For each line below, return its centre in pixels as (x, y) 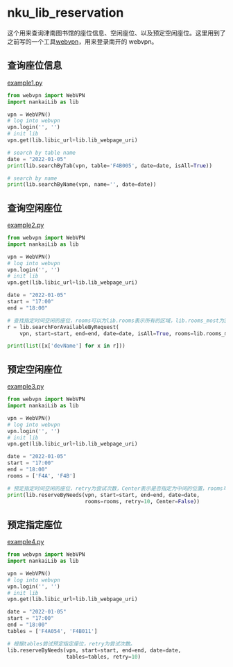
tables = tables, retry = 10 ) (103, 657)
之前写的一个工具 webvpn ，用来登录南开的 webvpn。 (83, 41)
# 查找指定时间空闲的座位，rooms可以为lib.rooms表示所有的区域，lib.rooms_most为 (116, 321)
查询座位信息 (35, 66)
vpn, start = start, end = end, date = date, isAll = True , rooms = (107, 333)
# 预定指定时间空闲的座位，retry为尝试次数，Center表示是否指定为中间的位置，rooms (115, 488)
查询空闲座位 (35, 208)
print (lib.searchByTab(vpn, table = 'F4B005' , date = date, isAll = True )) (110, 166)
